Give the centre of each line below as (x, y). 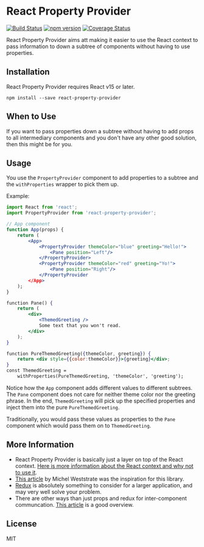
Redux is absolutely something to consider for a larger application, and (104, 485)
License (22, 524)
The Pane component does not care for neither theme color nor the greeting (101, 394)
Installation (28, 72)
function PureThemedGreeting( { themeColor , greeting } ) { (79, 354)
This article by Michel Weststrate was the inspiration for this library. (100, 479)
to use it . (26, 472)
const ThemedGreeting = (37, 371)
